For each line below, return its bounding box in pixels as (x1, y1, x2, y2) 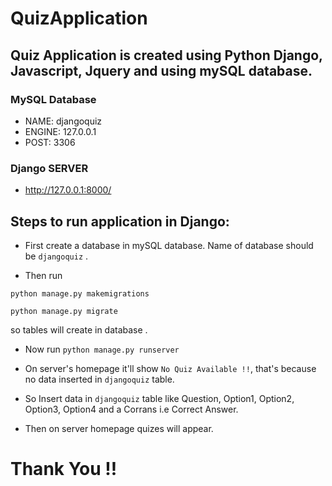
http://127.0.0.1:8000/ (24, 184, 112, 196)
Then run (24, 269, 63, 281)
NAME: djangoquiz (24, 115, 103, 127)
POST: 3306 (24, 136, 76, 148)
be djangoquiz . (24, 250, 89, 262)
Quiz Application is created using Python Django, (10, 47, 323, 64)
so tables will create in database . (10, 323, 148, 336)
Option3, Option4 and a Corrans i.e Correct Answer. (24, 403, 239, 415)
